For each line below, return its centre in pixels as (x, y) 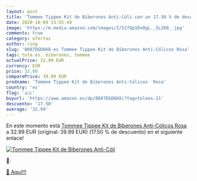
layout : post (22, 11)
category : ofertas (28, 39)
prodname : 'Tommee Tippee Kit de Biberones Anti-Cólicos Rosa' (86, 82)
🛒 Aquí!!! (16, 172)
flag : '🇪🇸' (21, 93)
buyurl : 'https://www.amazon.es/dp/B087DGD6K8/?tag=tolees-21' (85, 98)
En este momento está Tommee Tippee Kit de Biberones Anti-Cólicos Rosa (96, 126)
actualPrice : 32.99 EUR (35, 60)
